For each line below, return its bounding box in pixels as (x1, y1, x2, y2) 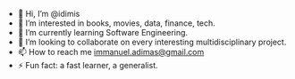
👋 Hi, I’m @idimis (17, 9, 80, 19)
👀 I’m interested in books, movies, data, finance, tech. (17, 18, 216, 28)
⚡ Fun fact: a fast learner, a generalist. (17, 60, 158, 70)
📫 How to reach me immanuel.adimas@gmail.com (17, 47, 205, 57)
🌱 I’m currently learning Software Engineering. (17, 28, 189, 37)
